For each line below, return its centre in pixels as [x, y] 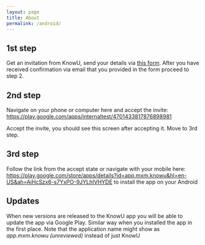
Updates [23, 201]
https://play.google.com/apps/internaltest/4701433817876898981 [89, 116]
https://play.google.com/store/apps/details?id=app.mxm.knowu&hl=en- [97, 175]
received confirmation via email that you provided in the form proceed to [98, 70]
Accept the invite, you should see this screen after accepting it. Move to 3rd [102, 128]
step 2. [15, 76]
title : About [23, 18]
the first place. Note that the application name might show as [83, 229]
